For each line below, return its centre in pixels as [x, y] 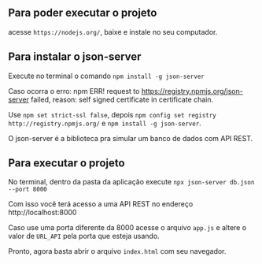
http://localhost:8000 [42, 213]
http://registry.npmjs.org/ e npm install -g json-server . [105, 123]
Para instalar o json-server [75, 57]
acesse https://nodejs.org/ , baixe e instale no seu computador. [113, 32]
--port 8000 [28, 190]
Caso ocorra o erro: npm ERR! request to [74, 91]
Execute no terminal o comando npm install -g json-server [106, 76]
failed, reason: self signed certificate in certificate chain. [122, 99]
